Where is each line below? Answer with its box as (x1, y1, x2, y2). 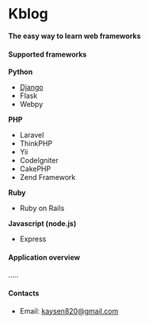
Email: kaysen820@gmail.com (19, 306, 119, 315)
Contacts (8, 288, 40, 298)
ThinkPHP (19, 139, 53, 148)
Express (19, 234, 47, 244)
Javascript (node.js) (8, 219, 77, 228)
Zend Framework (19, 173, 76, 182)
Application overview (8, 252, 81, 262)
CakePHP (19, 164, 52, 174)
